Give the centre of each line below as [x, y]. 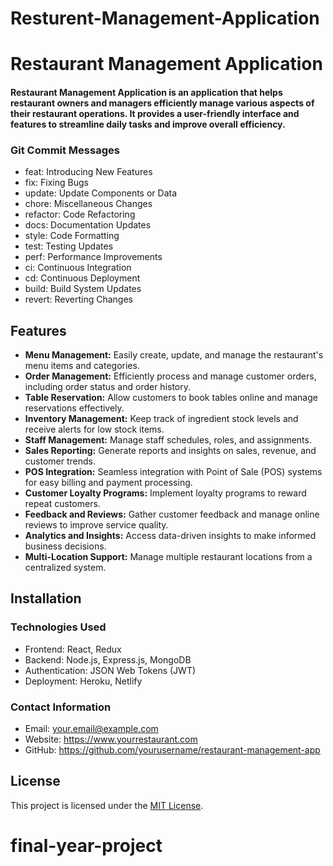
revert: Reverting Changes [79, 299]
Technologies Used [58, 627]
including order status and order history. [108, 387]
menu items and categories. [82, 366]
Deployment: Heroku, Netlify [83, 681]
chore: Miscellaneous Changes [88, 204]
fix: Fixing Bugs [56, 183]
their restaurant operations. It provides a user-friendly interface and [155, 113]
